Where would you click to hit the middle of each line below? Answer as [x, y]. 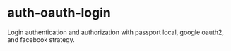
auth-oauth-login [59, 13]
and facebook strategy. [41, 39]
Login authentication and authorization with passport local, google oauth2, [116, 32]
